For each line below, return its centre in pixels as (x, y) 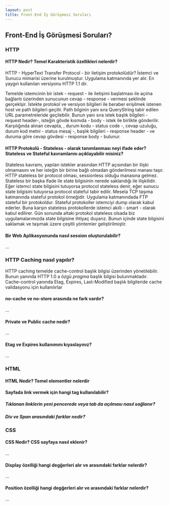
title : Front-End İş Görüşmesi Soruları (48, 15)
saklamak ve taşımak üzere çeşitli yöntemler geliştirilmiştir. (66, 224)
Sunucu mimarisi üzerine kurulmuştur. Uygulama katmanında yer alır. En (80, 79)
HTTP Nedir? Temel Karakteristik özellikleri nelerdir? (61, 62)
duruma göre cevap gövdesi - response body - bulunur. (63, 137)
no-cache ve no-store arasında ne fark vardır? (55, 299)
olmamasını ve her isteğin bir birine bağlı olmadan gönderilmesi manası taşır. (84, 170)
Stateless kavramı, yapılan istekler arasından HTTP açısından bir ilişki (77, 165)
